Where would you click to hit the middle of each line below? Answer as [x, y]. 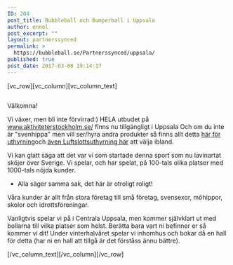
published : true [31, 60]
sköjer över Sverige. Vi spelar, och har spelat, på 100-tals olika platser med [115, 163]
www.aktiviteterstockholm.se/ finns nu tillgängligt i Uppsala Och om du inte [116, 126]
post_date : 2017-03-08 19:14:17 [54, 66]
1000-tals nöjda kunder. [41, 170]
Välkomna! [22, 105]
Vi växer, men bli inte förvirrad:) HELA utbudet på [78, 119]
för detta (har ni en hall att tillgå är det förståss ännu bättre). [94, 240]
